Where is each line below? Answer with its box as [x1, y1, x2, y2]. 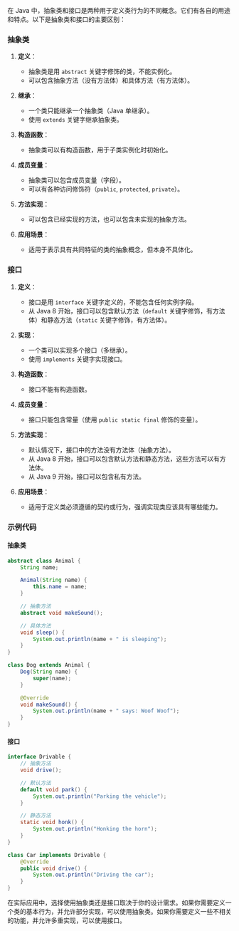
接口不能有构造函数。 [28, 385, 91, 393]
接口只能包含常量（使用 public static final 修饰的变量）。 [28, 415, 202, 424]
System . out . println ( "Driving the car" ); [33, 871, 154, 878]
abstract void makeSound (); [20, 609, 103, 616]
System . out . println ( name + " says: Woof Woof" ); [33, 707, 180, 714]
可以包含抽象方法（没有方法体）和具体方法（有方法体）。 [28, 76, 194, 85]
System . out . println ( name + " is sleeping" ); [33, 635, 167, 643]
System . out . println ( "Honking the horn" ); [33, 826, 158, 833]
